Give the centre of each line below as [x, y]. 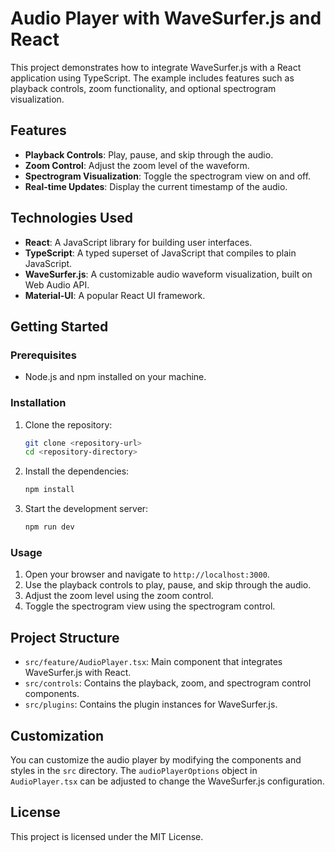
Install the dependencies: [77, 471]
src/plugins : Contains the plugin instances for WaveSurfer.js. [151, 704]
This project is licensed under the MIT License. [107, 836]
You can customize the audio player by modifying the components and [156, 759]
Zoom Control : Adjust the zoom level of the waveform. [137, 165]
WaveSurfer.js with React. [78, 673]
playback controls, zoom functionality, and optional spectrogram [143, 88]
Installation [38, 403]
